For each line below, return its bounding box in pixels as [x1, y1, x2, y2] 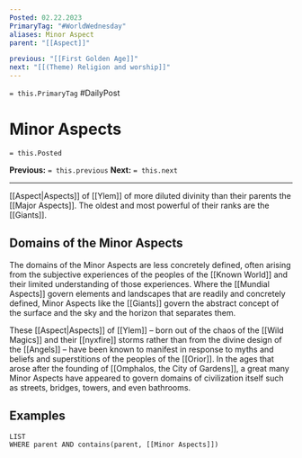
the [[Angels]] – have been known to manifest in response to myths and [9, 344, 274, 355]
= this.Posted [9, 148, 63, 157]
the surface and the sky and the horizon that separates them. [9, 307, 236, 318]
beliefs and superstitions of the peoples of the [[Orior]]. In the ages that [9, 353, 274, 364]
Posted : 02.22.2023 [9, 13, 83, 22]
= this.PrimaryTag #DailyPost [9, 87, 120, 98]
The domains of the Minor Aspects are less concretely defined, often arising [9, 259, 291, 270]
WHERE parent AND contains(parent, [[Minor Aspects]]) [9, 440, 219, 449]
